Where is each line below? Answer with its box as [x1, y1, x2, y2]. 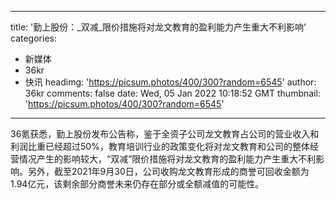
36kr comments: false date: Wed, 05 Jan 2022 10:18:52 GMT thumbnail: [24, 87, 321, 99]
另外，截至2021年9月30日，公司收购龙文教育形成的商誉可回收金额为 [27, 166, 310, 177]
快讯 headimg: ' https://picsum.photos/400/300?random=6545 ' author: [24, 76, 317, 88]
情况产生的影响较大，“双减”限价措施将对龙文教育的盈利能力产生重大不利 [18, 153, 317, 165]
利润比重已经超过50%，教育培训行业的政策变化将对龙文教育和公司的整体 [10, 141, 310, 152]
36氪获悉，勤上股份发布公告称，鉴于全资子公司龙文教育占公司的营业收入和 [10, 128, 320, 140]
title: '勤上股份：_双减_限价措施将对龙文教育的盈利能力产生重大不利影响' [10, 21, 307, 33]
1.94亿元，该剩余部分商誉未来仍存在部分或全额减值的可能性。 [10, 178, 265, 190]
